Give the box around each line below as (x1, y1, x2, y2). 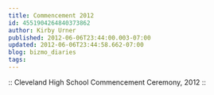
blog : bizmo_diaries (8, 48, 77, 56)
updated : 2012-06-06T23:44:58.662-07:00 (8, 41, 145, 49)
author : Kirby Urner (8, 26, 77, 34)
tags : (8, 56, 26, 64)
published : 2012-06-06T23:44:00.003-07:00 (8, 33, 151, 42)
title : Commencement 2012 (8, 11, 94, 20)
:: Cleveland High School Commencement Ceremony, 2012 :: (8, 77, 207, 87)
